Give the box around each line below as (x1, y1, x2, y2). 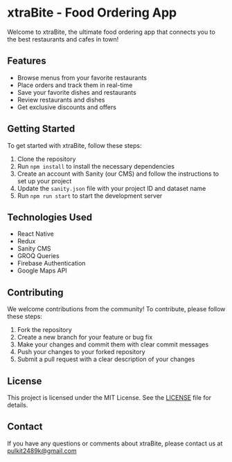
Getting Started (7, 123, 75, 135)
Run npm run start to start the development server (17, 192, 163, 200)
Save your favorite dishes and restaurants (17, 88, 136, 96)
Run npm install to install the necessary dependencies (17, 162, 175, 170)
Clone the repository (17, 154, 76, 163)
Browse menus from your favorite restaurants (17, 73, 148, 82)
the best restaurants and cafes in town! (7, 35, 119, 43)
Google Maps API (17, 266, 67, 275)
